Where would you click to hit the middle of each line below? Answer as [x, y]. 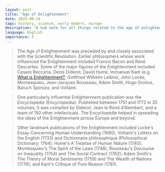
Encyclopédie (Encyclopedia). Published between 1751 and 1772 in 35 [87, 102]
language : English [24, 32]
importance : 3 [20, 37]
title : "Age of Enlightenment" [37, 14]
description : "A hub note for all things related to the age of [72, 28]
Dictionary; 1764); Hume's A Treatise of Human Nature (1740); [80, 143]
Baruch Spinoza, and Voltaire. [47, 87]
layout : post [18, 10]
